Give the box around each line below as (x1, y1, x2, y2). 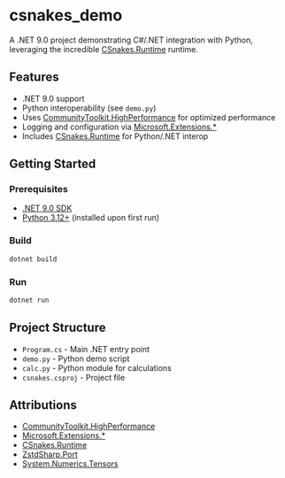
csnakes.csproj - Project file (21, 372, 126, 382)
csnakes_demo (9, 5, 123, 26)
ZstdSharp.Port (21, 449, 78, 460)
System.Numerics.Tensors (21, 459, 119, 469)
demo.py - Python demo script (21, 353, 130, 364)
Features (9, 70, 59, 85)
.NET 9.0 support (21, 93, 85, 104)
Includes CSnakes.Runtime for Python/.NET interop (21, 130, 209, 142)
